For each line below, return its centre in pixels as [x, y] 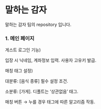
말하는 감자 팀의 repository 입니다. [38, 24]
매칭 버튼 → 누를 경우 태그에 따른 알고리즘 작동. [50, 102]
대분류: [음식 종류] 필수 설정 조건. [37, 81]
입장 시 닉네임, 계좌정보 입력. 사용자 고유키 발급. [51, 60]
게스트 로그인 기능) [23, 50]
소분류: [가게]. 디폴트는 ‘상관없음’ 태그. [42, 91]
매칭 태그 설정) [19, 71]
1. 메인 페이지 [20, 38]
